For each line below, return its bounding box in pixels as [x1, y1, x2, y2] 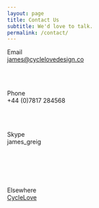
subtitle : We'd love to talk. [7, 23, 94, 30]
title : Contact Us [7, 16, 59, 23]
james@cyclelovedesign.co [7, 56, 84, 64]
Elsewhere [7, 186, 37, 194]
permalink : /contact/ [7, 29, 69, 36]
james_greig [7, 138, 42, 146]
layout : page [7, 10, 44, 17]
